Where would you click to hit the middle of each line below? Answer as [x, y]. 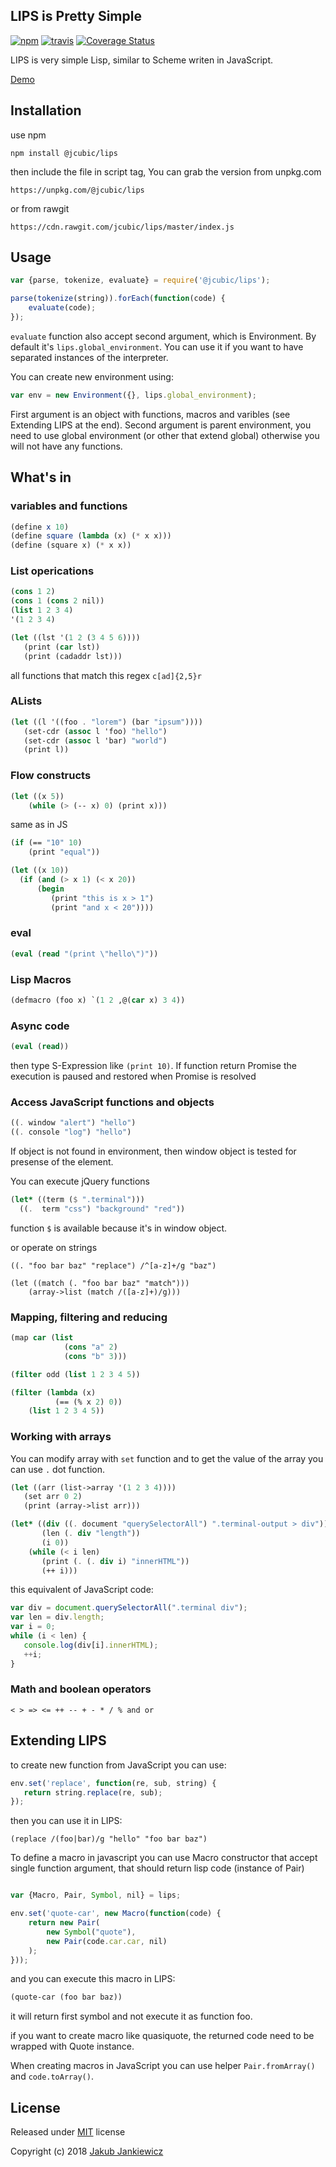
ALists [26, 701]
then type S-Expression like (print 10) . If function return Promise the [153, 1066]
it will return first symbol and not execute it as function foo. [131, 2016]
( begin [50, 889]
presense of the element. [62, 1162]
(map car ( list [42, 1338]
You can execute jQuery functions [80, 1181]
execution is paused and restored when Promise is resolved [133, 1076]
